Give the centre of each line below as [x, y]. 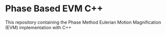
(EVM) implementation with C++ [38, 27]
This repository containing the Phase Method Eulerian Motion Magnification [83, 22]
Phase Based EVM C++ [54, 9]
